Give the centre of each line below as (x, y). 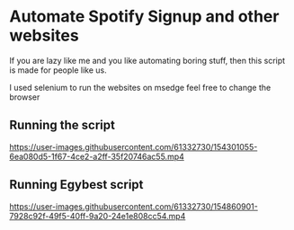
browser (25, 97)
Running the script (62, 125)
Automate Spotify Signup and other (144, 17)
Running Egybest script (76, 185)
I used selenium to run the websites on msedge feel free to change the (140, 87)
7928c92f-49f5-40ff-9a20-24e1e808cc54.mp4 (98, 216)
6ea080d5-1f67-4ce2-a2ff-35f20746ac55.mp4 (97, 156)
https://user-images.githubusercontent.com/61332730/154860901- (134, 206)
